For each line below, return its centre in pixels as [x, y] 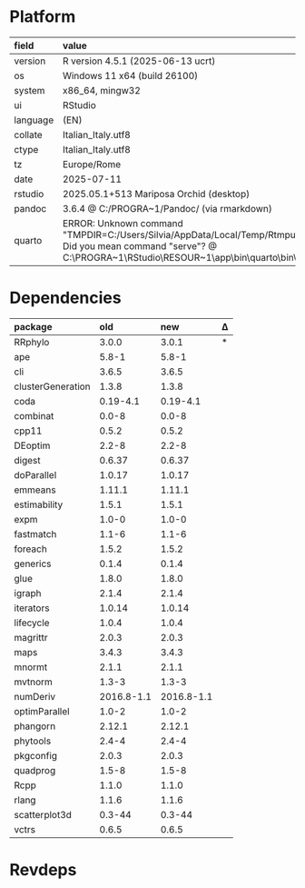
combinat [34, 415]
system [30, 90]
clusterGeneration [52, 386]
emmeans [35, 490]
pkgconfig [35, 755]
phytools [33, 741]
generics [33, 564]
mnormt [31, 667]
